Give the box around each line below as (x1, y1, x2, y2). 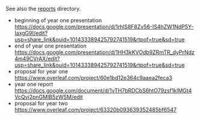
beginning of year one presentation (14, 17, 102, 23)
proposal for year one (14, 68, 69, 75)
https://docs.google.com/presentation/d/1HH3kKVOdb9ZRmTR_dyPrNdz (14, 49, 195, 56)
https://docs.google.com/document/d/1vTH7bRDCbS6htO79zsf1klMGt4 (14, 87, 192, 94)
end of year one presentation (14, 42, 87, 49)
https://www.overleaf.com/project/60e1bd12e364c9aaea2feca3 (14, 75, 173, 81)
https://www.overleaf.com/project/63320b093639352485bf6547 (14, 106, 177, 113)
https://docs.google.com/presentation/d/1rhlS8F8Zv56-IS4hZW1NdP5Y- (14, 23, 194, 30)
